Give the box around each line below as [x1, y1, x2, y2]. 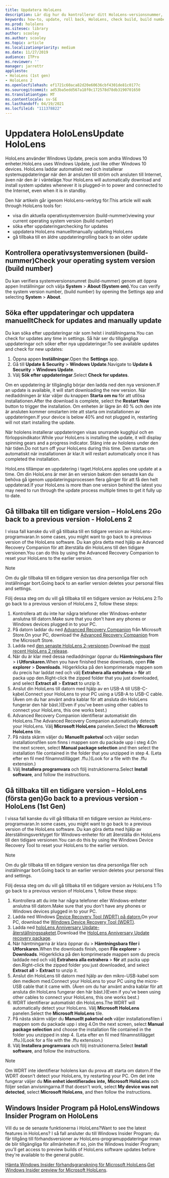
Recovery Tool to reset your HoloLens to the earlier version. [5, 842, 129, 849]
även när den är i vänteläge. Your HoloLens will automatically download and [5, 176, 161, 182]
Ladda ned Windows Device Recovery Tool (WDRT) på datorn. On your [12, 914, 158, 920]
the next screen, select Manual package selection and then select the [12, 745, 159, 751]
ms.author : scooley [5, 36, 46, 41]
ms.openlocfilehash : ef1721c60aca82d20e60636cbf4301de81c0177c [5, 82, 141, 87]
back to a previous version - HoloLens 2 [5, 515, 132, 524]
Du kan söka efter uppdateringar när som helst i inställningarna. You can [5, 329, 153, 336]
